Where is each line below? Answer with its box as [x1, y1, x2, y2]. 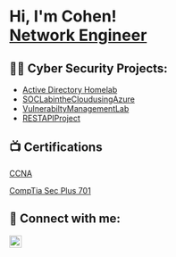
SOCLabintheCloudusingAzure [21, 94, 136, 104]
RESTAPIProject [21, 113, 80, 123]
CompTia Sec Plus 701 [9, 185, 91, 195]
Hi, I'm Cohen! [9, 6, 118, 27]
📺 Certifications [9, 140, 103, 155]
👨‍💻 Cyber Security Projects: [9, 61, 168, 76]
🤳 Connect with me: [9, 211, 121, 227]
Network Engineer [9, 25, 147, 46]
